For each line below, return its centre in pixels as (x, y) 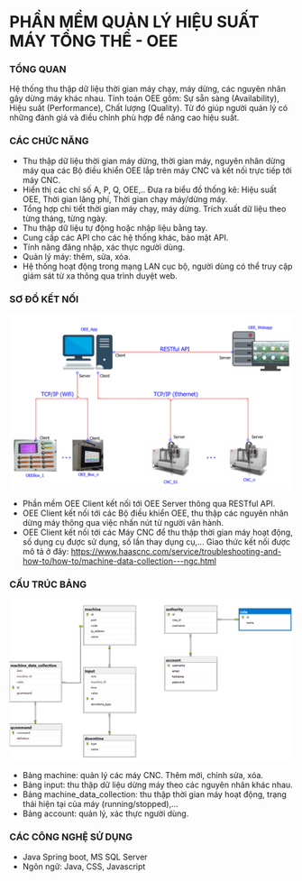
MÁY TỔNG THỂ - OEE (94, 41)
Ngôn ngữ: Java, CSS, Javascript (84, 866)
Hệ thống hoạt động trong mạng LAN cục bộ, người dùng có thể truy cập (157, 266)
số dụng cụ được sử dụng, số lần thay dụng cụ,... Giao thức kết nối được (156, 542)
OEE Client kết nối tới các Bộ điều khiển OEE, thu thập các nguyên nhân (155, 513)
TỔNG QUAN (38, 69)
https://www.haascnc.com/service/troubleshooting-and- (176, 552)
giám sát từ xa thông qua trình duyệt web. (100, 275)
